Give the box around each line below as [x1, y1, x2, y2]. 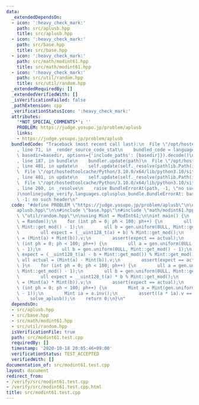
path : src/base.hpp [17, 42, 65, 48]
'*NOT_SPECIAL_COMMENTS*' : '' [17, 119, 92, 125]
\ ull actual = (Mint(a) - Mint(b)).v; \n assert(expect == [17, 257, 184, 263]
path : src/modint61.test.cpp [11, 334, 84, 340]
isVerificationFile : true [11, 329, 76, 335]
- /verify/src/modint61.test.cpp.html [6, 384, 102, 390]
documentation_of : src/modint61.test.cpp [6, 362, 110, 368]
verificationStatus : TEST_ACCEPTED [11, 351, 99, 357]
